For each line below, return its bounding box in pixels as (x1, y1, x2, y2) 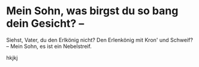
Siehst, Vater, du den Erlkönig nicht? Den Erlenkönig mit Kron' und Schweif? (6, 36, 194, 43)
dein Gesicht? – (6, 17, 85, 30)
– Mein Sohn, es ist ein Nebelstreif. (6, 43, 92, 50)
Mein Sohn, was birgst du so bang (6, 4, 179, 18)
